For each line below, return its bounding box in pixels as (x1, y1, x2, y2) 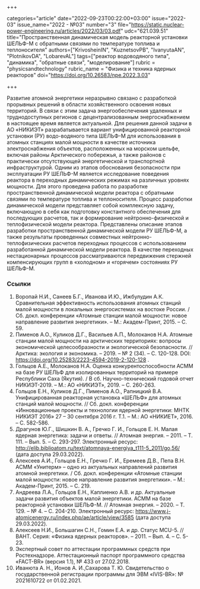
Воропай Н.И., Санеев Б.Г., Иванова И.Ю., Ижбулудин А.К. (15, 293, 164, 300)
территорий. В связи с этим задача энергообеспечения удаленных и (7, 107, 182, 114)
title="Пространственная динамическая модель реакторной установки (7, 34, 188, 40)
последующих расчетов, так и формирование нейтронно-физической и (7, 214, 189, 221)
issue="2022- (151, 15, 186, 21)
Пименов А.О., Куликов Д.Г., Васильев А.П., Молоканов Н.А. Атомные (15, 331, 193, 338)
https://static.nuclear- (131, 21, 185, 28)
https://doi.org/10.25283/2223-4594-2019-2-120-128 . (15, 356, 150, 363)
